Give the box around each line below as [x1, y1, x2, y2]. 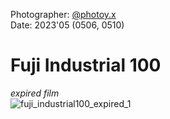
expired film [10, 87, 60, 99]
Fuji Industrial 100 [10, 54, 162, 77]
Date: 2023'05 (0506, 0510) [10, 19, 125, 31]
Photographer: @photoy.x [10, 9, 117, 20]
